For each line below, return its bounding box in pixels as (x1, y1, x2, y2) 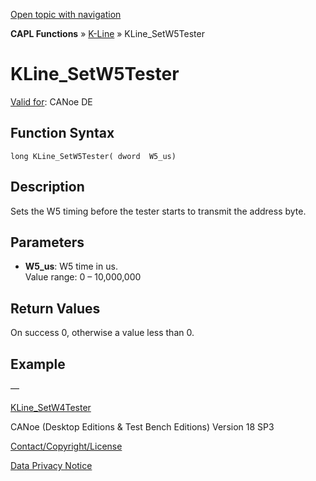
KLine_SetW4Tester (10, 402, 92, 413)
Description (10, 179, 85, 196)
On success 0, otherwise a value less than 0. (10, 327, 195, 339)
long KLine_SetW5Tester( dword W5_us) (10, 151, 177, 161)
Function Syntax (10, 125, 115, 142)
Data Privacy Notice (10, 460, 93, 471)
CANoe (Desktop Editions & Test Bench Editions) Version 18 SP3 (10, 421, 275, 433)
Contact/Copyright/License (10, 440, 123, 452)
